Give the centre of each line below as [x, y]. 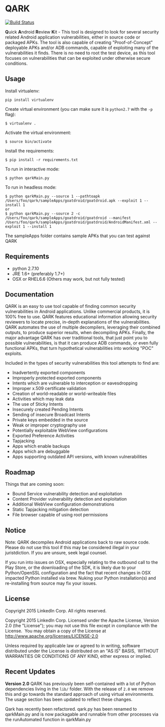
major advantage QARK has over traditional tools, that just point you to [76, 338]
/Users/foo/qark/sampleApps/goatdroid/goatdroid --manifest [68, 218]
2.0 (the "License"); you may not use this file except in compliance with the [81, 625]
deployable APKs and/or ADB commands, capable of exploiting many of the [82, 47]
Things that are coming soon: [35, 484]
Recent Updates [30, 672]
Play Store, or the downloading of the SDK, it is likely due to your [71, 567]
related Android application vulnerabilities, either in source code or [73, 37]
